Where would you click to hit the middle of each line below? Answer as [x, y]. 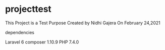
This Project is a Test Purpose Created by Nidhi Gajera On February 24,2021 [83, 23]
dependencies [20, 32]
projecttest [28, 9]
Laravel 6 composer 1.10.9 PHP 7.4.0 [42, 42]
